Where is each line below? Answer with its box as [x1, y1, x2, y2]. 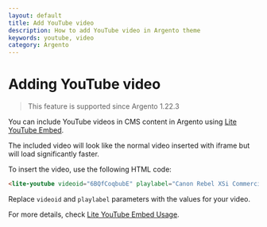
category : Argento [8, 41, 69, 49]
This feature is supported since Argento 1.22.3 [27, 102, 180, 111]
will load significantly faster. [8, 149, 99, 159]
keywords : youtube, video [8, 33, 94, 42]
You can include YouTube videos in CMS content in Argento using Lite [8, 117, 237, 127]
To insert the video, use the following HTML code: [8, 164, 172, 175]
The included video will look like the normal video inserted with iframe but [8, 140, 250, 151]
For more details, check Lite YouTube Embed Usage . [8, 210, 180, 219]
